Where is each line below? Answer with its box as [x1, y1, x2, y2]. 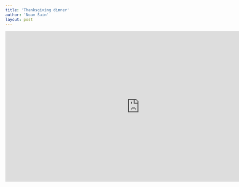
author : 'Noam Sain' [5, 12, 50, 17]
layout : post [5, 17, 33, 22]
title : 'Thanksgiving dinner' [5, 7, 70, 13]
